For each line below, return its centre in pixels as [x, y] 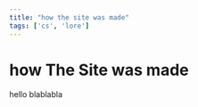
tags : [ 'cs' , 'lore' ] [49, 26]
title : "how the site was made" [69, 17]
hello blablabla [36, 95]
